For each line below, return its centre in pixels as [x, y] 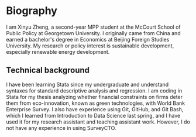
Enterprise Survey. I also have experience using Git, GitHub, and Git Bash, [95, 109]
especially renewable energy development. [58, 52]
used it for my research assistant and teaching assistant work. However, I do [98, 122]
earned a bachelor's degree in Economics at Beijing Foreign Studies [88, 39]
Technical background [48, 71]
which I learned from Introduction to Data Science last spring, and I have [93, 115]
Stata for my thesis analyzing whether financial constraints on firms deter [94, 97]
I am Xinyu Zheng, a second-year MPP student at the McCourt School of [93, 27]
